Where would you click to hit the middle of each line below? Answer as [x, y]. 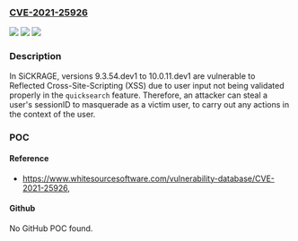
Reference [29, 159]
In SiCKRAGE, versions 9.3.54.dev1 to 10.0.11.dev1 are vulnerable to [132, 76]
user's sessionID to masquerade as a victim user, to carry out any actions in [149, 104]
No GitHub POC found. [51, 228]
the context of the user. [53, 114]
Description [35, 56]
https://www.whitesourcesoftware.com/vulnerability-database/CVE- [149, 178]
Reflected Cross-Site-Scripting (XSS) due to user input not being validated [147, 85]
